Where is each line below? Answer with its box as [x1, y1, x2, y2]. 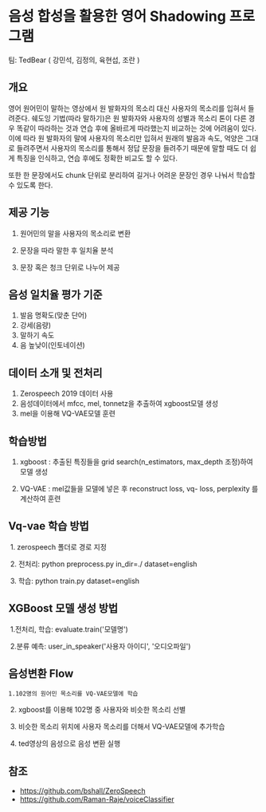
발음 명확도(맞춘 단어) [19, 310, 88, 320]
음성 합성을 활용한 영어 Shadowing [8, 7, 227, 26]
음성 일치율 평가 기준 [8, 288, 103, 302]
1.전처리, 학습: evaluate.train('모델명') [10, 624, 129, 634]
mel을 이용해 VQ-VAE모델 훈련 [19, 408, 115, 419]
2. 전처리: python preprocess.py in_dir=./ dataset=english [10, 559, 198, 569]
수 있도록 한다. [8, 180, 53, 190]
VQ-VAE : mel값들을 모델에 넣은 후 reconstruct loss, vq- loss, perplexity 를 [19, 484, 259, 493]
